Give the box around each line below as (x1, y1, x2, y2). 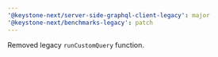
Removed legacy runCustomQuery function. (7, 40, 144, 49)
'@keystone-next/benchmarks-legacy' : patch (7, 19, 154, 27)
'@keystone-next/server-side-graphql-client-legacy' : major (7, 11, 211, 20)
